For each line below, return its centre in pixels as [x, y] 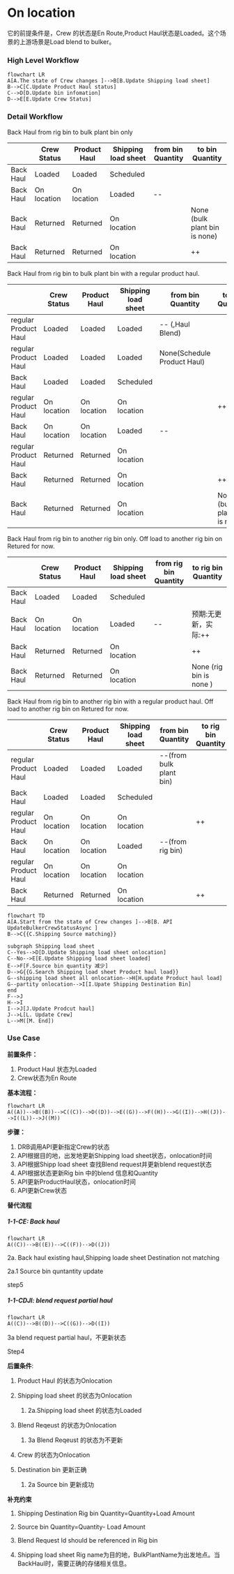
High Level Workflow [43, 60]
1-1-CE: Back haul [33, 1222]
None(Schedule [185, 352]
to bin [207, 149]
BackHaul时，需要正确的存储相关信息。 [74, 1563]
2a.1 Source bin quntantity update [55, 1271]
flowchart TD [26, 916]
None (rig [207, 667]
